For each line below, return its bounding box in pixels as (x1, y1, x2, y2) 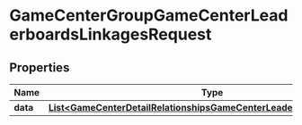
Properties (9, 60, 70, 75)
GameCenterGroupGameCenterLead (9, 5, 289, 26)
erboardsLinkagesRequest (9, 24, 212, 45)
